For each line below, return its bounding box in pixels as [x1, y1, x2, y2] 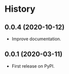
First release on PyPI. [11, 63, 55, 69]
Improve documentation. [11, 36, 62, 42]
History [4, 3, 36, 15]
